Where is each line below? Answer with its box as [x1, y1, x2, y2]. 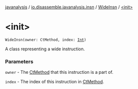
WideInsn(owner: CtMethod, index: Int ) [5, 37, 87, 42]
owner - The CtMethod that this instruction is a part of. [5, 69, 114, 75]
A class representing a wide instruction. [5, 46, 85, 52]
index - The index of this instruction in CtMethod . [5, 79, 104, 85]
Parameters [5, 58, 33, 65]
